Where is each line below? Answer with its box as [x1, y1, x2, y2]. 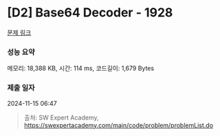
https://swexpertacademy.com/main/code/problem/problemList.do [23, 121, 214, 129]
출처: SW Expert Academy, [23, 113, 99, 122]
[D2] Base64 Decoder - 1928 [7, 5, 173, 21]
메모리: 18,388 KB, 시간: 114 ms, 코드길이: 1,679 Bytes [7, 64, 155, 73]
